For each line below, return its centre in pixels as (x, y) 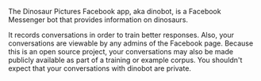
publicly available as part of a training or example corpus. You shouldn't (125, 60)
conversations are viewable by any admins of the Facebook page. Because (131, 43)
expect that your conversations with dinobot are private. (100, 68)
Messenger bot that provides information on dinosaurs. (98, 20)
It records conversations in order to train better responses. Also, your (121, 35)
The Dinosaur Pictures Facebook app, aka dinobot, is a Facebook (115, 11)
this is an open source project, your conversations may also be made (121, 52)
